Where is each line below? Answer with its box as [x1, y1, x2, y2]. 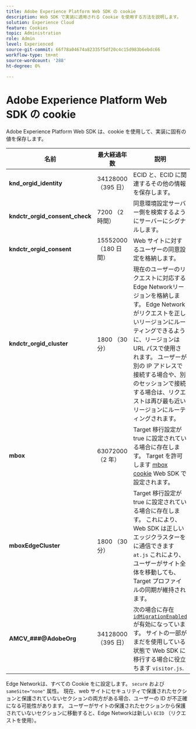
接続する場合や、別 [133, 371, 186, 379]
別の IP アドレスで [133, 362, 183, 370]
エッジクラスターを [133, 533, 186, 542]
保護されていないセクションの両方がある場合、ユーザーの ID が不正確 [21, 695, 188, 702]
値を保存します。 [6, 135, 47, 142]
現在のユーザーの [133, 265, 180, 273]
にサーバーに [133, 217, 169, 225]
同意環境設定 [133, 200, 169, 208]
